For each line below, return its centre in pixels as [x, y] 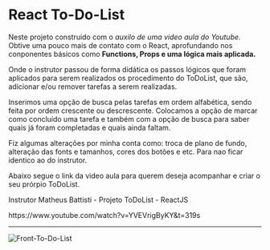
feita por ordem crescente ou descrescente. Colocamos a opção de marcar [133, 111]
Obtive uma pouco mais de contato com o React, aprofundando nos [121, 45]
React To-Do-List [67, 15]
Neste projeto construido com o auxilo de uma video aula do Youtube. [125, 37]
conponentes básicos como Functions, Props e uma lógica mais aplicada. [132, 54]
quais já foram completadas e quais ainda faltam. [90, 127]
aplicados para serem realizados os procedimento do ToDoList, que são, [128, 78]
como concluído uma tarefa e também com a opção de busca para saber [129, 119]
